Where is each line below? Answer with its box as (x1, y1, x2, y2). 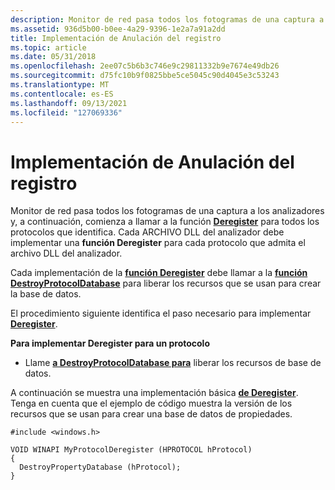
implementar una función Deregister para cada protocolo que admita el (10, 237, 306, 249)
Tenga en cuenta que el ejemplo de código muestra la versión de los (10, 397, 293, 410)
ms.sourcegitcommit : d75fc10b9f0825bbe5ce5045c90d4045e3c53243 (10, 71, 280, 81)
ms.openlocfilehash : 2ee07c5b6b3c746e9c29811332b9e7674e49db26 (10, 61, 280, 71)
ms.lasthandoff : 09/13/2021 (10, 98, 128, 108)
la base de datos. (10, 288, 82, 300)
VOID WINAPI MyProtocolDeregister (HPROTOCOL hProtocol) (10, 445, 253, 455)
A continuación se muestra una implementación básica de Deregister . (10, 387, 299, 399)
